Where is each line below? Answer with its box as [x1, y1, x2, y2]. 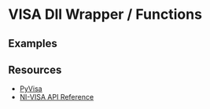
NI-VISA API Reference [19, 93, 94, 102]
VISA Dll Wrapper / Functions [8, 5, 203, 24]
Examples [8, 37, 57, 50]
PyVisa [19, 84, 42, 93]
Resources [8, 63, 62, 76]
